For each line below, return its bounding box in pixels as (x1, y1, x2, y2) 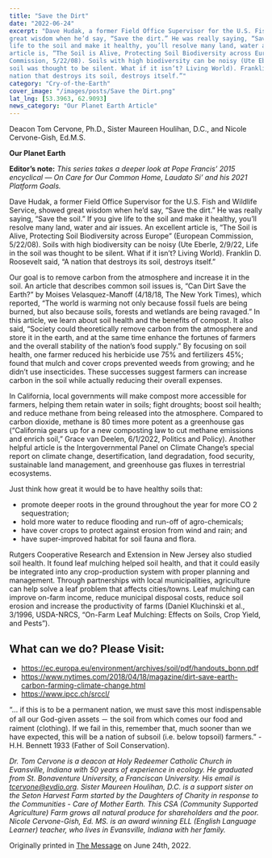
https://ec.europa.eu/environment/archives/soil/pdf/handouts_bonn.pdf (20, 663, 259, 673)
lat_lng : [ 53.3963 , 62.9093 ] (9, 95, 107, 103)
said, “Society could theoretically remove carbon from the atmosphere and (9, 324, 257, 334)
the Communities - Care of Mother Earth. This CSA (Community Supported (9, 799, 258, 809)
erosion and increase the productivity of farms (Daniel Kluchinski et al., (9, 601, 245, 611)
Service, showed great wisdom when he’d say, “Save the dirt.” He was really (9, 205, 263, 215)
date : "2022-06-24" (9, 19, 75, 27)
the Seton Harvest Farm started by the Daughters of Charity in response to (9, 790, 259, 800)
